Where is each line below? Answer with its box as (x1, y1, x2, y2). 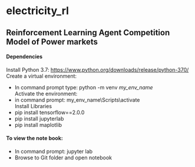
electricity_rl (6, 4, 70, 18)
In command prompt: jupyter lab (14, 148, 93, 155)
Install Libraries (14, 102, 52, 109)
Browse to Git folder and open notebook (14, 154, 113, 161)
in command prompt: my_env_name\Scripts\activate (14, 96, 140, 103)
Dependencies (6, 53, 43, 60)
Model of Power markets (6, 36, 98, 46)
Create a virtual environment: (6, 72, 77, 79)
